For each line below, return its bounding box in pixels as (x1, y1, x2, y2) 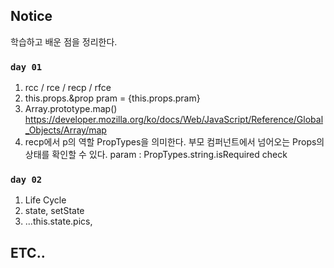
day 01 (10, 61, 43, 73)
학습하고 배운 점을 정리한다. (10, 35, 118, 48)
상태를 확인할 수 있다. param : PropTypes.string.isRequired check (24, 149, 288, 161)
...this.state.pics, (24, 215, 93, 228)
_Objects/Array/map (24, 124, 107, 136)
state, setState (24, 205, 85, 217)
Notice (10, 8, 53, 25)
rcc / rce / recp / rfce (24, 82, 112, 94)
